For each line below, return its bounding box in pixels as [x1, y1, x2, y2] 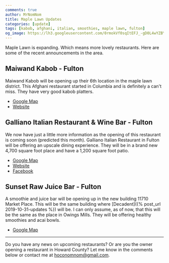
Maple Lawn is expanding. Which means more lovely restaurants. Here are [5, 45, 159, 50]
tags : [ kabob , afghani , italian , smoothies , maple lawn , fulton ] [5, 26, 145, 31]
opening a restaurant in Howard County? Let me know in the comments [5, 247, 153, 253]
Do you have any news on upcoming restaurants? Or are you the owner [5, 241, 153, 247]
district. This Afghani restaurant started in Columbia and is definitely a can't [5, 83, 162, 89]
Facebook [12, 168, 34, 174]
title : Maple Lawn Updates [5, 17, 62, 22]
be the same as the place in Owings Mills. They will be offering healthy [5, 212, 152, 218]
